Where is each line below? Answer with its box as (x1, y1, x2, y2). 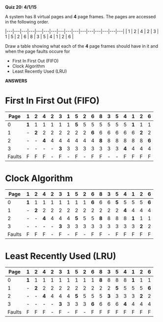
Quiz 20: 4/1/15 (5, 4, 37, 10)
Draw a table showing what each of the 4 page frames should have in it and (5, 43, 159, 49)
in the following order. (5, 19, 49, 25)
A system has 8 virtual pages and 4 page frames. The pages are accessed (5, 14, 156, 19)
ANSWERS (5, 78, 27, 84)
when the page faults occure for (5, 49, 70, 54)
